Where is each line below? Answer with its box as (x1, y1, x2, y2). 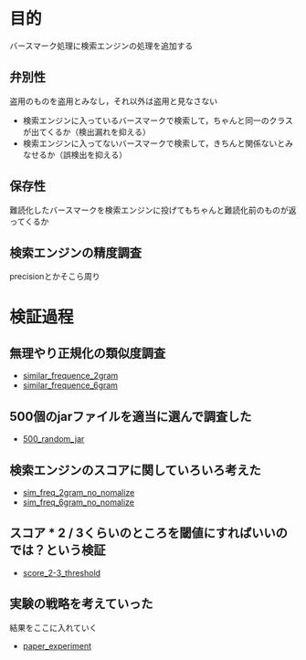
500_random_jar (22, 434, 85, 445)
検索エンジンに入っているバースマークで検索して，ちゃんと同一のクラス (22, 115, 294, 126)
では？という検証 (9, 542, 106, 558)
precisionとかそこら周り (9, 271, 100, 282)
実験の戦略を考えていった (9, 596, 153, 612)
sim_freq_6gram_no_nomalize (22, 497, 135, 508)
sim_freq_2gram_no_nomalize (22, 487, 135, 498)
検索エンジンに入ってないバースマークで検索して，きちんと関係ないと (22, 138, 286, 149)
